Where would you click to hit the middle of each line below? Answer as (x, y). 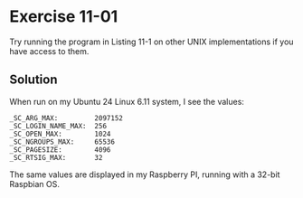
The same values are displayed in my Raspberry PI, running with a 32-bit (145, 174)
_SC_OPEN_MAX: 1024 (60, 134)
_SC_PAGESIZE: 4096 (60, 150)
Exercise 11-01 (64, 17)
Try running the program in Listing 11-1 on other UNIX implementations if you (151, 42)
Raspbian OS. (35, 184)
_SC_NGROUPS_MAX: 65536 (62, 142)
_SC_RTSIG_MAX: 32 (56, 157)
